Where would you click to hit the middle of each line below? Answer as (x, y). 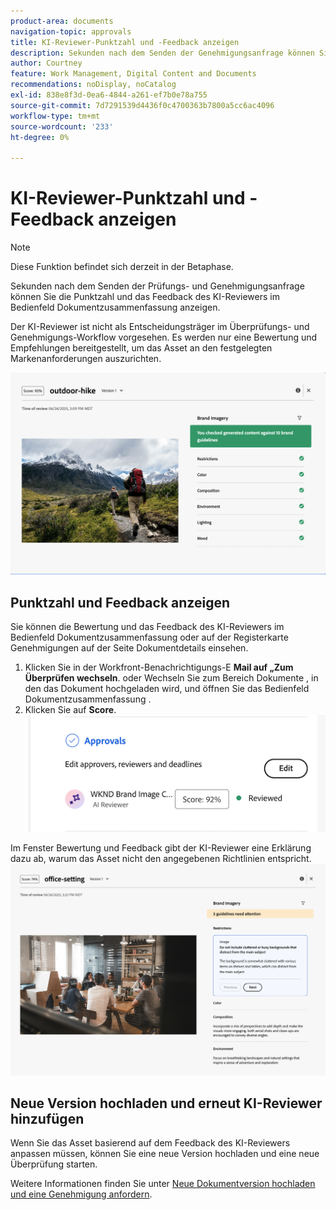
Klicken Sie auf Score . (70, 710)
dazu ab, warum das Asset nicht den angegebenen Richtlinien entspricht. (161, 858)
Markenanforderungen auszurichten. (86, 359)
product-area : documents (62, 21)
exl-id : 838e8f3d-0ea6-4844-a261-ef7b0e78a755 (109, 95)
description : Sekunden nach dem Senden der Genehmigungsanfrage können (162, 53)
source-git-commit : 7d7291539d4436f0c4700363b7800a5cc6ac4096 (142, 105)
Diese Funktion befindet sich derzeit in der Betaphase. (122, 267)
